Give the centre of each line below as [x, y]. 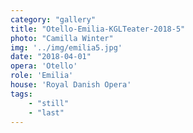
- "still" [49, 103]
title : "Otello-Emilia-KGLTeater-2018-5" [98, 29]
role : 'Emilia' [42, 76]
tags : [21, 94]
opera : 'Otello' [44, 66]
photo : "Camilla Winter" [62, 38]
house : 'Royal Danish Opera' [71, 85]
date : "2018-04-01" [51, 57]
